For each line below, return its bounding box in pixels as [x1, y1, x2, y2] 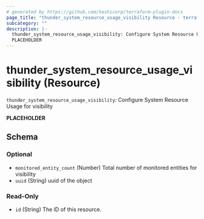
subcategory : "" [6, 20, 47, 26]
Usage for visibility [6, 103, 53, 110]
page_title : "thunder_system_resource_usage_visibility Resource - [6, 15, 181, 21]
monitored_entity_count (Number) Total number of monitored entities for [15, 164, 197, 171]
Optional [6, 150, 32, 158]
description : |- [6, 25, 47, 32]
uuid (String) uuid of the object [15, 177, 92, 184]
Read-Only [6, 192, 39, 200]
